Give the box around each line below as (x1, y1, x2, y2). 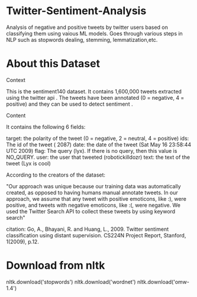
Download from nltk (6, 259, 105, 272)
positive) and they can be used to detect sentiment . (6, 100, 133, 107)
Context (6, 76, 25, 83)
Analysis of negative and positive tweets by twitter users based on (6, 24, 169, 31)
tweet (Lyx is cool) (6, 159, 51, 167)
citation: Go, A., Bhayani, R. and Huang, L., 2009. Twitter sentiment (6, 226, 169, 233)
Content (6, 112, 26, 119)
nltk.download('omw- (137, 278, 189, 285)
